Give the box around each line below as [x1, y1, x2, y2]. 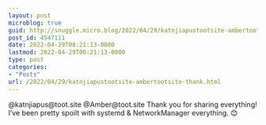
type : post [8, 56, 44, 64]
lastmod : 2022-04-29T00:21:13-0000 [8, 48, 126, 56]
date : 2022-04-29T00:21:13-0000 [8, 41, 115, 49]
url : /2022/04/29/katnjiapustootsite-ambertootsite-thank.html [8, 78, 222, 85]
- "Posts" [8, 70, 41, 78]
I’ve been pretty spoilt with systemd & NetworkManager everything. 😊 [8, 108, 238, 117]
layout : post [8, 11, 51, 20]
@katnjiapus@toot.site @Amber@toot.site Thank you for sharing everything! [8, 100, 257, 109]
